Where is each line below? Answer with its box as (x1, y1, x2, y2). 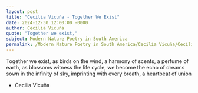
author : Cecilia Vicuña (6, 25, 65, 31)
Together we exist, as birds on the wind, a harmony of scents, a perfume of (6, 57, 189, 65)
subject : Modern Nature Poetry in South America (6, 36, 128, 42)
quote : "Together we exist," (6, 31, 78, 36)
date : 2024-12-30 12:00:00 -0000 (6, 19, 88, 25)
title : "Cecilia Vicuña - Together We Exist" (6, 14, 120, 20)
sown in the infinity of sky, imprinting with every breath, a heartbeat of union (6, 70, 192, 77)
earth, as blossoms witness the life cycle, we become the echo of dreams (6, 64, 185, 71)
